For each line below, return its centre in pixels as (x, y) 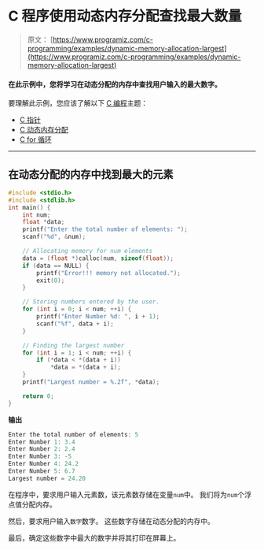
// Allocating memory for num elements (88, 251)
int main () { (29, 207)
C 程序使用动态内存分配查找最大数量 (125, 16)
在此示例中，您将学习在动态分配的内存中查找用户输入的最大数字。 (115, 84)
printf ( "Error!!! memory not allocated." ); (108, 273)
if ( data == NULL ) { (56, 266)
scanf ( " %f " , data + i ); (75, 324)
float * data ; (44, 222)
